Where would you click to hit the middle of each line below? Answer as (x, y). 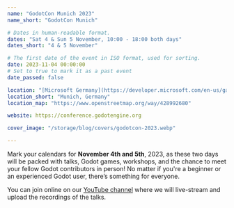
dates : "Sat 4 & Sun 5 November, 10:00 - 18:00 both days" (95, 39)
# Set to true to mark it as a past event (70, 71)
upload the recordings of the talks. (57, 197)
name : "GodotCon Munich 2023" (51, 14)
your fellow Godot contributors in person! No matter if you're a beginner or (114, 169)
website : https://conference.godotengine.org (74, 115)
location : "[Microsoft (40, 90)
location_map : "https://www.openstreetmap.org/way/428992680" (99, 103)
